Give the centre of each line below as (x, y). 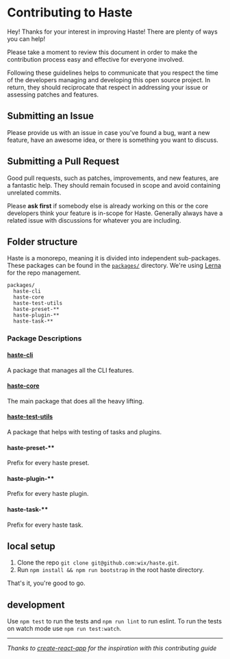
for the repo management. (44, 273)
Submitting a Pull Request (63, 161)
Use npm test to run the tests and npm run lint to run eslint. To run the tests (115, 621)
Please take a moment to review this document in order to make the (102, 52)
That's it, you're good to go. (46, 583)
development (36, 605)
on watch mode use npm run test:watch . (64, 629)
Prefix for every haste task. (45, 525)
